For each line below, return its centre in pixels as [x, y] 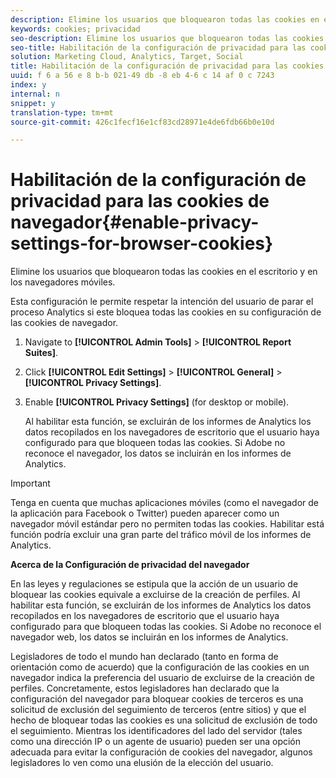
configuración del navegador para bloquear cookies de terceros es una [157, 699]
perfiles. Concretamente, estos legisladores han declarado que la [145, 688]
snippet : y [33, 103]
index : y [28, 85]
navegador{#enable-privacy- [135, 222]
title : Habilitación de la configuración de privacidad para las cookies [167, 66]
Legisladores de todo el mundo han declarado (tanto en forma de [144, 657]
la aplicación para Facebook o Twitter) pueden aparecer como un [145, 513]
